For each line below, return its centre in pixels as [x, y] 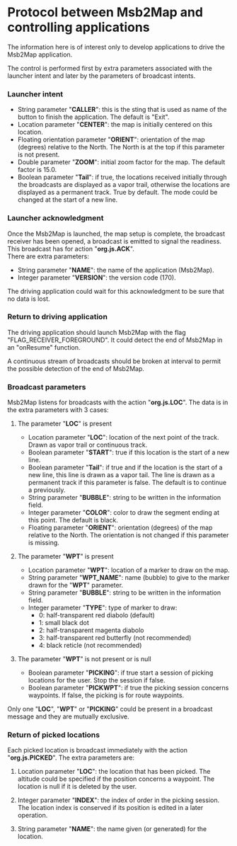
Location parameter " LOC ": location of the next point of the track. [123, 438]
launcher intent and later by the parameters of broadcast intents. [102, 76]
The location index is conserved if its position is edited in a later [110, 808]
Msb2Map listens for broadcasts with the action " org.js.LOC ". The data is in [118, 402]
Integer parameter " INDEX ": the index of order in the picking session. [118, 800]
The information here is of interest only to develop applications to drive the [116, 47]
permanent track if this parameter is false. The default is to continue [127, 483]
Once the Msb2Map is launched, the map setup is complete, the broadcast [116, 234]
